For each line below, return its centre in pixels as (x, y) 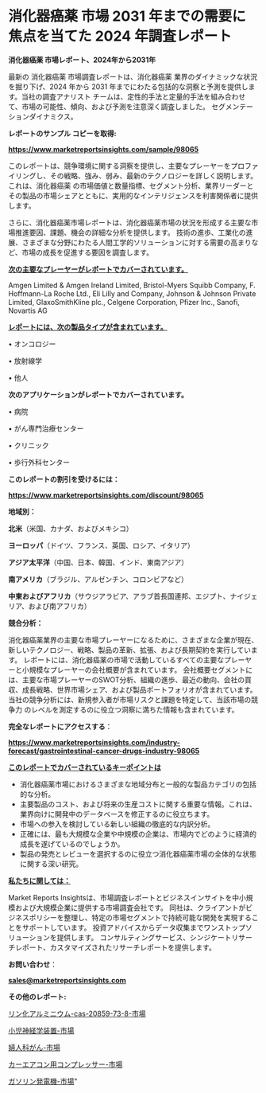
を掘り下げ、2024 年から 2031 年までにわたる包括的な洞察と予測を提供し (128, 86)
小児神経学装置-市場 (41, 1030)
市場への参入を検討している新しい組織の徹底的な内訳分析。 (117, 824)
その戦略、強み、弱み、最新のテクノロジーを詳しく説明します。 (154, 175)
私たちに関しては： (40, 880)
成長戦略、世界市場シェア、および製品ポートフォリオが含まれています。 (139, 689)
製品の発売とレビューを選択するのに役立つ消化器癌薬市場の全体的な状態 (138, 853)
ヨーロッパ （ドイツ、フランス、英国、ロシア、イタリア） (101, 545)
